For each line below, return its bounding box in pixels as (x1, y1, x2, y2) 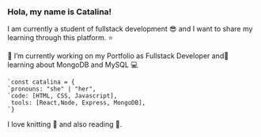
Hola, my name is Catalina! (7, 6, 112, 17)
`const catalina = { (7, 78, 76, 87)
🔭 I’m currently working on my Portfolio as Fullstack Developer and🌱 (7, 51, 229, 61)
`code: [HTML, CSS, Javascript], (7, 92, 118, 100)
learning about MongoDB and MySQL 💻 (7, 60, 138, 69)
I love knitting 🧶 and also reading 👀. (7, 120, 123, 129)
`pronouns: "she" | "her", (7, 85, 96, 93)
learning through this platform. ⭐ (7, 33, 114, 43)
